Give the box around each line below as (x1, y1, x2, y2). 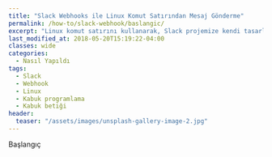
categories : (8, 49, 49, 57)
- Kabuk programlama (15, 95, 85, 103)
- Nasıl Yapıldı (15, 57, 70, 66)
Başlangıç (8, 139, 41, 149)
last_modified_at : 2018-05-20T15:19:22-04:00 (8, 34, 164, 43)
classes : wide (8, 42, 57, 50)
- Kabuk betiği (15, 102, 67, 110)
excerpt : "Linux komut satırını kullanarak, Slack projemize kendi (8, 27, 241, 35)
